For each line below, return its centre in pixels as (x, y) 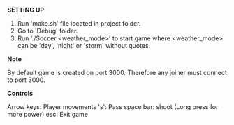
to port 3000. (26, 80)
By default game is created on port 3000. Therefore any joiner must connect (117, 73)
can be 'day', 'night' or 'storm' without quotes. (84, 45)
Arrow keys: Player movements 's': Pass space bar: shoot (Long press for (113, 107)
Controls (20, 93)
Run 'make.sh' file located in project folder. (79, 23)
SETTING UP (26, 10)
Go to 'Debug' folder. (47, 31)
